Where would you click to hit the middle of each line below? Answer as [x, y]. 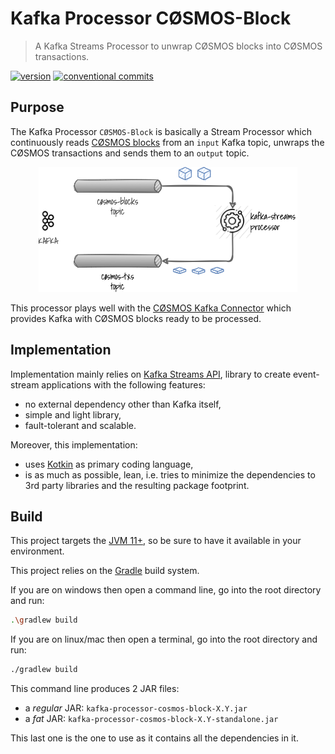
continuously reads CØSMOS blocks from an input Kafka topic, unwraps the [167, 142]
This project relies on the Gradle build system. [105, 571]
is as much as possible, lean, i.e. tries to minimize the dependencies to [170, 474]
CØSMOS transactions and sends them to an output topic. [130, 153]
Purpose [37, 107]
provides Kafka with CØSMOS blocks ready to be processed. [136, 318]
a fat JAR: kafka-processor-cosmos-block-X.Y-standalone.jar [151, 719]
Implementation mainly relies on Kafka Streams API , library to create [151, 374]
